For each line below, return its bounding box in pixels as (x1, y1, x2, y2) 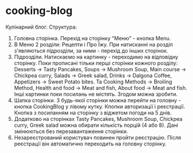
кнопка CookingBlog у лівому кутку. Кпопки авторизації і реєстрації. (13, 103, 185, 110)
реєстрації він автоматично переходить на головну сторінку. (13, 140, 167, 147)
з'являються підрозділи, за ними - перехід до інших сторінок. (13, 47, 168, 54)
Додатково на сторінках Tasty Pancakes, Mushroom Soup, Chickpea (13, 115, 182, 122)
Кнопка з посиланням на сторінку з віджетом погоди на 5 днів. (13, 109, 172, 116)
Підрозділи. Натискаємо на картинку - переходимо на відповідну (13, 53, 179, 60)
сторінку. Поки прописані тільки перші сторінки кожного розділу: (13, 60, 178, 67)
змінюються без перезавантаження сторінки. (13, 127, 128, 135)
